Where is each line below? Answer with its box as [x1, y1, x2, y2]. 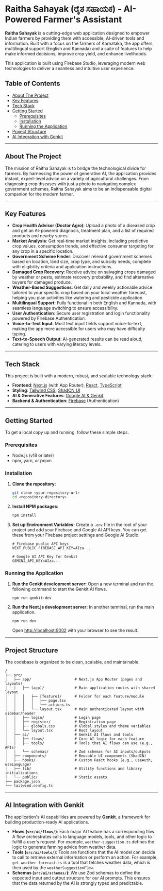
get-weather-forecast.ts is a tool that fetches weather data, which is [12, 859, 150, 865]
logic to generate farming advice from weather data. [12, 844, 117, 850]
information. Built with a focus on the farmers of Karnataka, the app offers [5, 40, 153, 46]
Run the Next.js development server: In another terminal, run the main [12, 604, 154, 610]
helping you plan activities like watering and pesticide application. [12, 295, 144, 301]
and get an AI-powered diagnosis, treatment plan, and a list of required [12, 227, 154, 234]
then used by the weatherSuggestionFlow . [12, 864, 94, 871]
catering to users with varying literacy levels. [12, 341, 102, 347]
